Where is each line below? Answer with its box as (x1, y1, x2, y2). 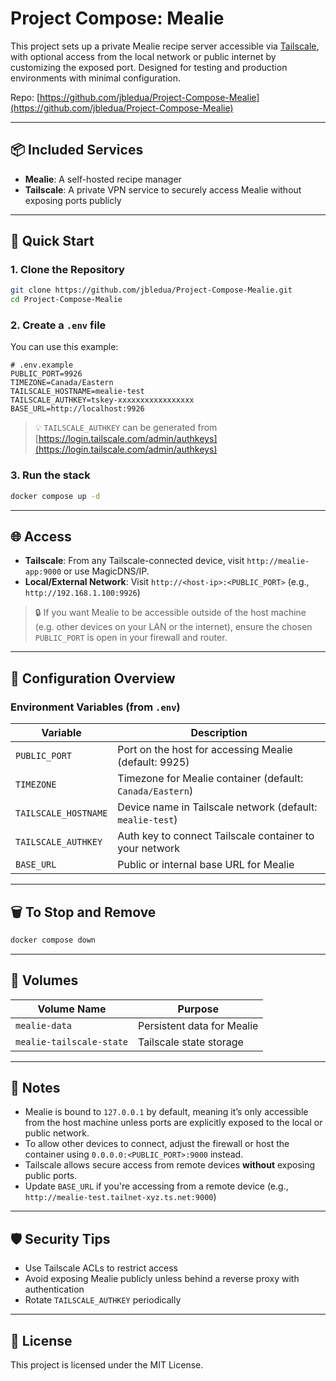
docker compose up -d (10, 491, 101, 501)
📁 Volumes (10, 972, 79, 989)
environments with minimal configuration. (10, 72, 181, 84)
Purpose (177, 1002, 219, 1016)
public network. (24, 1127, 90, 1139)
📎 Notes (10, 1080, 61, 1097)
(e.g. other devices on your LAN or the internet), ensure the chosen (34, 621, 313, 633)
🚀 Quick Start (10, 233, 95, 250)
